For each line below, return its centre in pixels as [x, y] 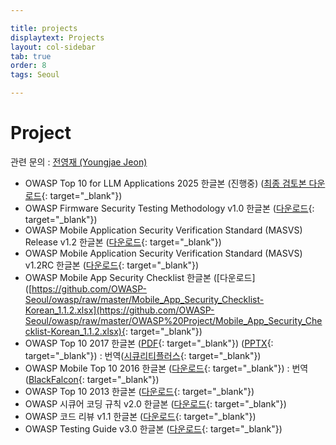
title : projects [44, 28]
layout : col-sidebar [53, 47]
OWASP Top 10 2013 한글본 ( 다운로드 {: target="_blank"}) [139, 391]
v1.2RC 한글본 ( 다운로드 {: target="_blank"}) [112, 265]
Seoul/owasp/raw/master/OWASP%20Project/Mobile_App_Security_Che [173, 320]
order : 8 [28, 66]
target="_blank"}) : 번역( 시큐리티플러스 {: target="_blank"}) [143, 355]
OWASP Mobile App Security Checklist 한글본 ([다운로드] [140, 277]
